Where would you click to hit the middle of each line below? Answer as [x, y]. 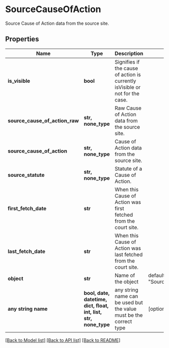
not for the [127, 93]
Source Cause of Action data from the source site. [57, 23]
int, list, [93, 312]
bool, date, [97, 293]
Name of [125, 275]
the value [126, 309]
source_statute [26, 175]
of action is [128, 74]
